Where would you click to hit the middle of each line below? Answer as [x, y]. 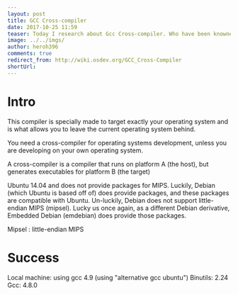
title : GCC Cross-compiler [47, 21]
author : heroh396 [33, 47]
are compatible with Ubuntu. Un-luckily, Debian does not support [102, 200]
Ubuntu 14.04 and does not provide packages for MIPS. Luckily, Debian [112, 185]
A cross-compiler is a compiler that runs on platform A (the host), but [108, 164]
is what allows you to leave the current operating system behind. [102, 129]
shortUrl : [22, 67]
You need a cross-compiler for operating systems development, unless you [117, 143]
